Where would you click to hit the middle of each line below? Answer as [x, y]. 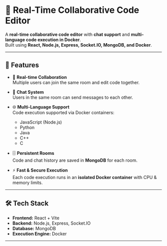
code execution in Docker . [53, 40]
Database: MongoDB [34, 228]
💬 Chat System [28, 92]
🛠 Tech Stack [27, 204]
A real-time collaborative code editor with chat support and [68, 34]
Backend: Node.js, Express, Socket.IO [51, 223]
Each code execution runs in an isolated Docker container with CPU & [84, 177]
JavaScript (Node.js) [41, 122]
